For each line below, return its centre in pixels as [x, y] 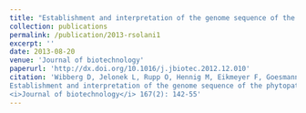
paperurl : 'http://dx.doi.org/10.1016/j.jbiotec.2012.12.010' [130, 69]
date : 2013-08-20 [42, 52]
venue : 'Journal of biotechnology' [77, 60]
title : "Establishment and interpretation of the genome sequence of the [153, 18]
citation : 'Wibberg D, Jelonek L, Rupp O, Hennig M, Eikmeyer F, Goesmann [154, 77]
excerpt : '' [32, 43]
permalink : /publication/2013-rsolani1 [85, 35]
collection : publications [58, 26]
